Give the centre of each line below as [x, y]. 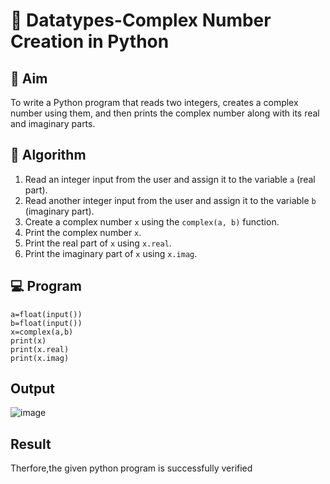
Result [31, 444]
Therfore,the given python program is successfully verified [131, 468]
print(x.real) [40, 349]
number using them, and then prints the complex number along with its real [165, 113]
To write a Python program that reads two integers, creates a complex [154, 102]
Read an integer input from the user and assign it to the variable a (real [170, 179]
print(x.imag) [40, 358]
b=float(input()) [46, 323]
